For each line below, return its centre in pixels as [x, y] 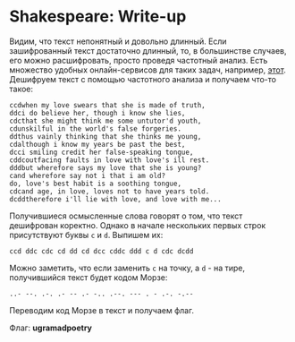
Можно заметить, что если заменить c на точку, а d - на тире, [127, 268]
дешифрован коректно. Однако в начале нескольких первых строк [138, 225]
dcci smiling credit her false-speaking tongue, [101, 152]
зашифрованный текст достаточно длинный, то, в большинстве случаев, [148, 50]
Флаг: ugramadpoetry [51, 328]
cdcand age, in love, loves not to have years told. [110, 191]
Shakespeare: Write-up [98, 17]
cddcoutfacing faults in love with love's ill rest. [110, 160]
